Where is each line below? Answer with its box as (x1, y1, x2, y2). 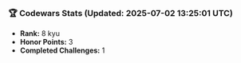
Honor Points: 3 (19, 37, 73, 47)
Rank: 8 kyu (19, 29, 60, 38)
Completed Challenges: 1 (19, 45, 105, 55)
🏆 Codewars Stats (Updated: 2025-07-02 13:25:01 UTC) (8, 7, 233, 18)
